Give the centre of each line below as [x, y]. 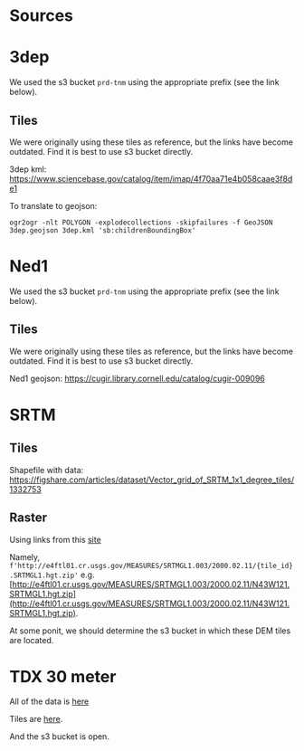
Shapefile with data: [47, 470]
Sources [42, 16]
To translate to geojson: [53, 205]
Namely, [25, 556]
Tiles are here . [36, 719]
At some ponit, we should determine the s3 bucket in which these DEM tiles [150, 631]
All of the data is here [49, 701]
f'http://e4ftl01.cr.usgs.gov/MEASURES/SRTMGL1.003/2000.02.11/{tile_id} [152, 566]
